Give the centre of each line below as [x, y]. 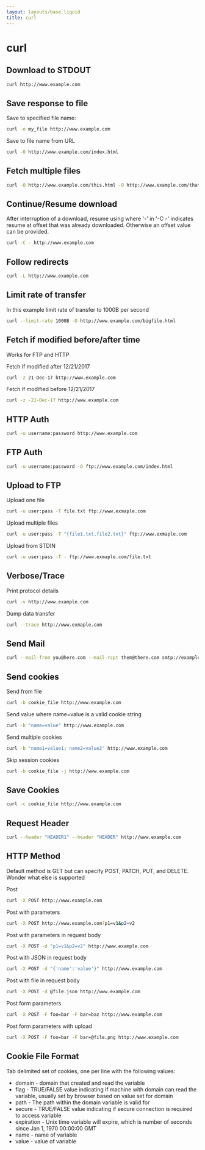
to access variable [38, 1115]
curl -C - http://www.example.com [50, 243]
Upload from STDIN [31, 546]
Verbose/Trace [36, 576]
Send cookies [33, 677]
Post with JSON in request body [47, 958]
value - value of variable [45, 1141]
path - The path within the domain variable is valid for [82, 1102]
